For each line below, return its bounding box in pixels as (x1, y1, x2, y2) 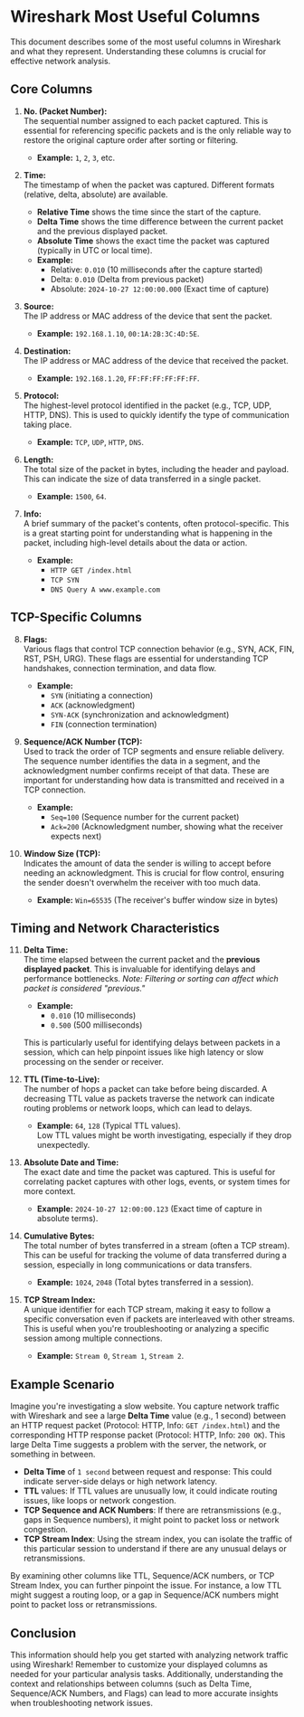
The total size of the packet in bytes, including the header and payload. (23, 463, 290, 474)
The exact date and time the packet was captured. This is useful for (23, 1167, 276, 1178)
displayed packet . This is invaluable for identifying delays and (23, 963, 256, 974)
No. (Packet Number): (23, 106, 108, 117)
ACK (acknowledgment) (50, 699, 136, 710)
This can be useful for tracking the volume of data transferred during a (23, 1250, 288, 1261)
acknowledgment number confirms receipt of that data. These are (23, 764, 270, 775)
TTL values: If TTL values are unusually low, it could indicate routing (23, 1485, 278, 1496)
